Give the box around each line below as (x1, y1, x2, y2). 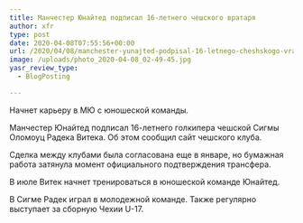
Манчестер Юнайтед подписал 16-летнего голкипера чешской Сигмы (9, 122, 280, 133)
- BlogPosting (17, 72, 70, 81)
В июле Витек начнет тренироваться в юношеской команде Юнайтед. (9, 176, 280, 187)
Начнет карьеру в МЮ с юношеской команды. (9, 105, 189, 116)
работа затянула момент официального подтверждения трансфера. (9, 159, 272, 170)
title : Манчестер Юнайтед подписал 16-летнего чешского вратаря (9, 13, 256, 23)
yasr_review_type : (9, 64, 78, 73)
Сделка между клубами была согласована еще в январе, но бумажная (9, 149, 284, 160)
